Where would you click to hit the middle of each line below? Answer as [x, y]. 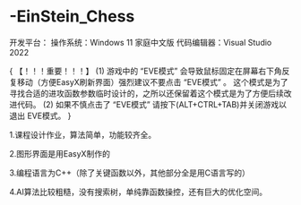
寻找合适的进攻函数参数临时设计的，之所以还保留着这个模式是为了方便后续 [146, 93]
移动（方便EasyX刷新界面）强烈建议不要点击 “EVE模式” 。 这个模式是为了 [152, 81]
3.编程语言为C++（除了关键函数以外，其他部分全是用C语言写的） [130, 173]
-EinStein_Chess [72, 17]
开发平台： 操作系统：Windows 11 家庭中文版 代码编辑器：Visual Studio [141, 42]
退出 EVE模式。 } [40, 115]
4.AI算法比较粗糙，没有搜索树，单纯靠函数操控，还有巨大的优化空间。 [138, 192]
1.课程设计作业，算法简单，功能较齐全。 [83, 134]
